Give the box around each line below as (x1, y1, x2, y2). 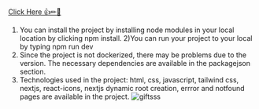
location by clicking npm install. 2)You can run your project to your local (19, 34, 253, 42)
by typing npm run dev (19, 42, 94, 51)
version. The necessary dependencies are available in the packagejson (19, 59, 250, 67)
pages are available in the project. (19, 92, 130, 101)
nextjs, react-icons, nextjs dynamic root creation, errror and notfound (19, 84, 246, 93)
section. (19, 67, 46, 76)
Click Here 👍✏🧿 (8, 7, 61, 16)
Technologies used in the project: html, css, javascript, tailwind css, (19, 75, 239, 85)
